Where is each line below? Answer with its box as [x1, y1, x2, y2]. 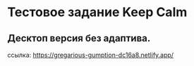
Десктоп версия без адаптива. [7, 32, 151, 44]
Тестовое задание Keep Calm [7, 4, 188, 20]
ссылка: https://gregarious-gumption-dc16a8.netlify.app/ [7, 51, 174, 59]
